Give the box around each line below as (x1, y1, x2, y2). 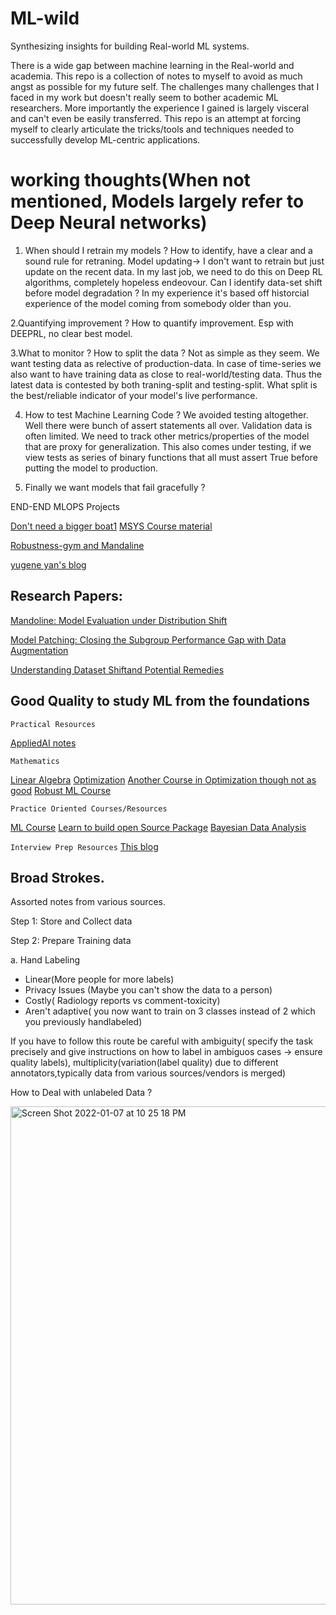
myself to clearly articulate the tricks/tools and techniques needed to (10, 123, 295, 135)
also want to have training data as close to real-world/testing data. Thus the (10, 368, 322, 380)
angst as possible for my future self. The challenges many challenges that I (10, 80, 320, 92)
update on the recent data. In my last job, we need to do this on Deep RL (24, 265, 323, 277)
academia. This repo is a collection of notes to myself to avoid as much (10, 70, 303, 82)
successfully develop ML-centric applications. (10, 133, 201, 146)
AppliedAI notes (10, 737, 77, 749)
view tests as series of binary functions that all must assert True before (24, 451, 318, 463)
